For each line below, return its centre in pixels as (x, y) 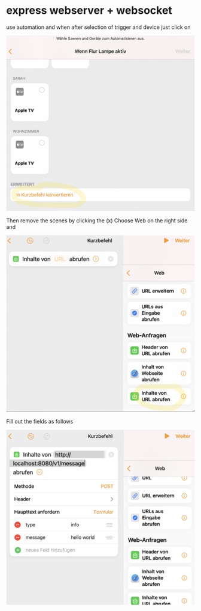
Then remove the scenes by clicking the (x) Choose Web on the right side (97, 220)
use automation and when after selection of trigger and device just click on (98, 27)
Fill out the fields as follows (40, 422)
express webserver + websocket (89, 11)
